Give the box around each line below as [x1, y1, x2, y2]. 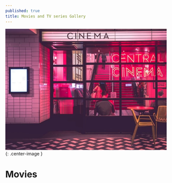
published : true [5, 8, 40, 13]
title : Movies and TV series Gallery [5, 13, 86, 19]
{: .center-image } [5, 150, 43, 156]
